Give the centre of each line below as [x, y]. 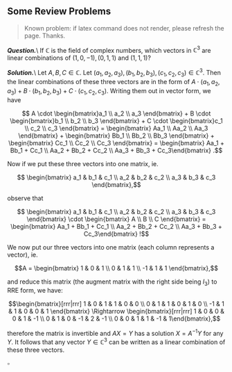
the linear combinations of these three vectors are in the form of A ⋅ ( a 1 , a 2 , [114, 82]
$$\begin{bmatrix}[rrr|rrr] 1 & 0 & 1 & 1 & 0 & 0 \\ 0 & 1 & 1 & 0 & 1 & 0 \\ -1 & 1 [116, 304]
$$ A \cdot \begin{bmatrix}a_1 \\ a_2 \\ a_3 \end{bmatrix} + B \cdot [116, 113]
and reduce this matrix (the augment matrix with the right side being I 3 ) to [112, 282]
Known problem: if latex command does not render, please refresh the [124, 28]
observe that [25, 198]
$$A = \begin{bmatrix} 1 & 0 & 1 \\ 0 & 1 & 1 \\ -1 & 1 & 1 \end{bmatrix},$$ [116, 268]
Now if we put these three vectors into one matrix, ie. [83, 163]
